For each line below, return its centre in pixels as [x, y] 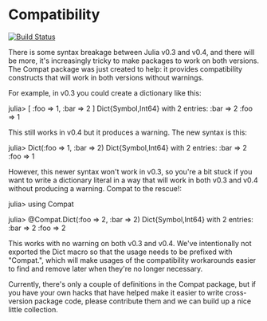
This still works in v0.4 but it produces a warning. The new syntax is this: [128, 132]
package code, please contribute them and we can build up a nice [143, 301]
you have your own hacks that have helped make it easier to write [116, 292]
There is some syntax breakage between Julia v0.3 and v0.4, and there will [132, 52]
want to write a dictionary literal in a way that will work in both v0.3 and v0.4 [133, 180]
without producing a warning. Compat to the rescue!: [95, 188]
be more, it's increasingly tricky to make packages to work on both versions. [133, 61]
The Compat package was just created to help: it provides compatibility [126, 69]
